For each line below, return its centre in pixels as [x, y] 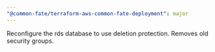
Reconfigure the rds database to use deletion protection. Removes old [107, 33]
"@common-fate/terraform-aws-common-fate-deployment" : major [98, 14]
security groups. [30, 41]
